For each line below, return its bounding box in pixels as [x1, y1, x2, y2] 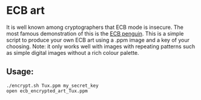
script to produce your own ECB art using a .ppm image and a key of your [6, 36, 189, 43]
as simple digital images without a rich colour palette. [6, 49, 139, 56]
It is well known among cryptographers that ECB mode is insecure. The [6, 23, 183, 31]
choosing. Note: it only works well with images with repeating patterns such [6, 43, 196, 50]
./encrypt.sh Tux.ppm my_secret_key [6, 83, 99, 89]
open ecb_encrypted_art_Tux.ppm [6, 88, 88, 94]
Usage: [6, 67, 35, 77]
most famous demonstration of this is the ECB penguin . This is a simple [6, 30, 184, 37]
